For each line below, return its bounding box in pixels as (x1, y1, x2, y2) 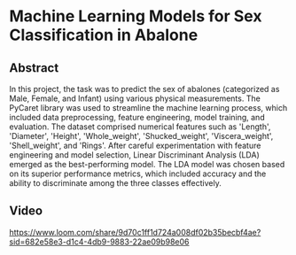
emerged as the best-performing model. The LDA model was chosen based (9, 159, 285, 169)
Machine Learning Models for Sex (9, 6, 262, 27)
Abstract (9, 60, 59, 75)
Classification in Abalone (9, 25, 199, 45)
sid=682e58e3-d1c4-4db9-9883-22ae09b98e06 (9, 236, 190, 247)
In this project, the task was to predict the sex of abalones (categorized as (9, 84, 280, 94)
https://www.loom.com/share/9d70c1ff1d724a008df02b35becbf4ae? (9, 227, 261, 237)
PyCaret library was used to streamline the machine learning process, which (9, 103, 288, 112)
